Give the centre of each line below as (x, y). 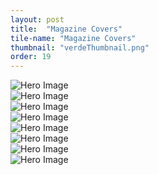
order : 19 (31, 57)
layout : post (37, 19)
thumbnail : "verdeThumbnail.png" (80, 47)
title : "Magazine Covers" (66, 29)
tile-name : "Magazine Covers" (73, 38)
